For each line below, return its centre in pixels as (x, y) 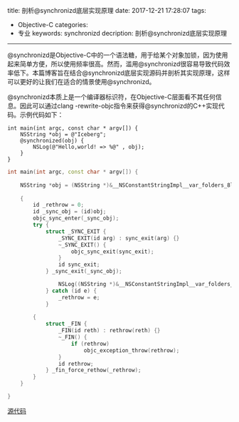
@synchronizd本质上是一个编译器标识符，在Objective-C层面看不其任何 (111, 97)
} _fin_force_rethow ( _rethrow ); (93, 370)
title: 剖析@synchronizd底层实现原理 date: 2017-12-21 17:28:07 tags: (107, 10)
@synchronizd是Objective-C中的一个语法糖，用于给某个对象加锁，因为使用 (118, 55)
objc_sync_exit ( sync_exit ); (112, 252)
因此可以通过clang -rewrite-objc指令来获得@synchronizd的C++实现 (119, 106)
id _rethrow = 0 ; (58, 205)
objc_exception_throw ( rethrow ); (132, 350)
